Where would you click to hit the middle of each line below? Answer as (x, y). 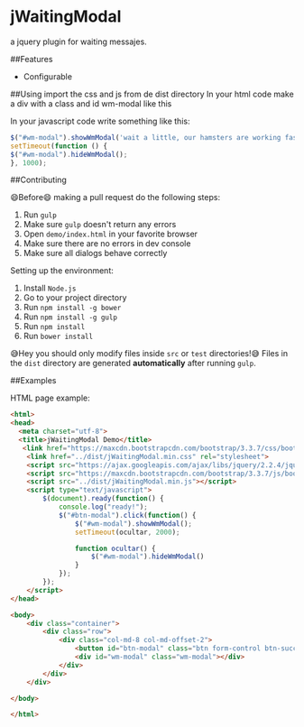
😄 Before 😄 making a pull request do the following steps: (115, 198)
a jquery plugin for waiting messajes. (78, 41)
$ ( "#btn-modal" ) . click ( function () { (127, 515)
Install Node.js (50, 288)
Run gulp (40, 215)
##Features (32, 59)
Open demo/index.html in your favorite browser (110, 234)
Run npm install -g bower (72, 308)
